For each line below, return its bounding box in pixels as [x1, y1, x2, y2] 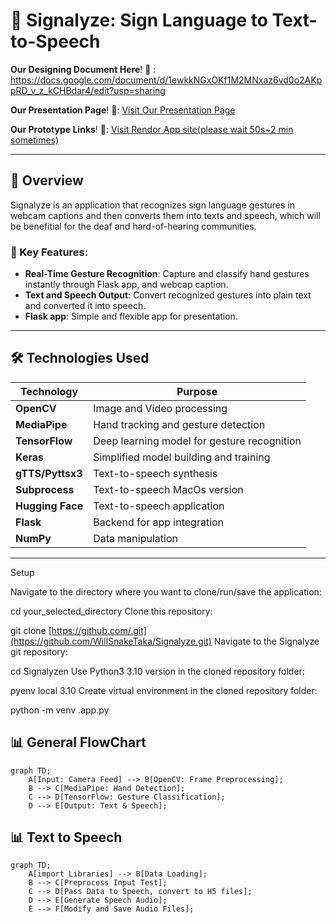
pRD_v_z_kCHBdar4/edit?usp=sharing [10, 84, 166, 96]
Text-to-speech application [93, 499, 225, 513]
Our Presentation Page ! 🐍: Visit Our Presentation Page [10, 104, 236, 116]
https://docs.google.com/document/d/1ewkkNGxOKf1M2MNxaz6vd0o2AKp [10, 74, 323, 86]
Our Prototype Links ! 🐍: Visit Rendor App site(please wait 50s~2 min [10, 123, 294, 135]
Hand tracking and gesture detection [93, 417, 266, 431]
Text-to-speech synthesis [93, 466, 218, 480]
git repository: [10, 645, 68, 658]
